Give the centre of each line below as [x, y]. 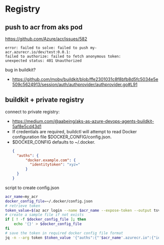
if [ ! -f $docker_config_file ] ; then [46, 220]
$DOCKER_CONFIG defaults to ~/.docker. [54, 142]
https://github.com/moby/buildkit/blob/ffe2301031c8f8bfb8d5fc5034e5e [85, 79]
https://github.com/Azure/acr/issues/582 [46, 39]
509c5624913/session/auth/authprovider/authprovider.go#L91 [75, 85]
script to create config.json [32, 188]
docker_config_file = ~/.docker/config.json [49, 201]
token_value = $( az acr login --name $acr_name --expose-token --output [78, 210]
